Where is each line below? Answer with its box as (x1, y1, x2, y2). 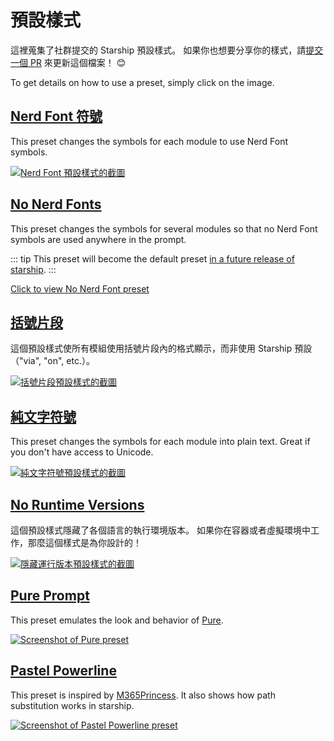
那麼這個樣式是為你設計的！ (27, 537, 142, 548)
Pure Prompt (10, 587, 90, 605)
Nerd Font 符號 (10, 108, 103, 125)
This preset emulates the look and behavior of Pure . (10, 614, 224, 626)
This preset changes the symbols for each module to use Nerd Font (10, 135, 289, 147)
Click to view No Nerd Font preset (10, 282, 150, 295)
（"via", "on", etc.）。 (10, 355, 95, 367)
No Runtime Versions (10, 496, 145, 513)
